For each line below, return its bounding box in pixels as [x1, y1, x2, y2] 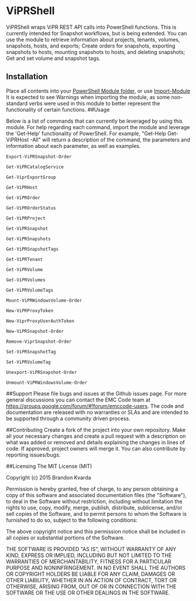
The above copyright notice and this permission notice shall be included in [6, 528, 185, 535]
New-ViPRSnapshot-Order [6, 328, 64, 334]
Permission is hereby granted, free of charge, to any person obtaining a [6, 485, 178, 492]
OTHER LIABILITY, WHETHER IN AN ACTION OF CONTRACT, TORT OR [6, 576, 177, 583]
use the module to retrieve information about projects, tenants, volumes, [6, 36, 180, 43]
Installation [6, 72, 48, 82]
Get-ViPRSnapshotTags [6, 246, 59, 252]
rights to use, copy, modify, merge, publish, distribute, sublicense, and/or [6, 504, 183, 511]
